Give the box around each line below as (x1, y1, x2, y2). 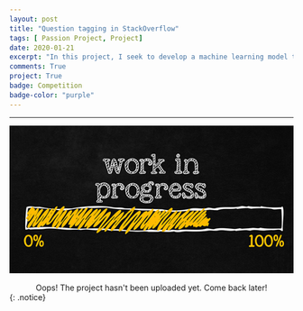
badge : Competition (9, 81, 83, 90)
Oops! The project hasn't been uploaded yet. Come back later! (35, 282, 268, 293)
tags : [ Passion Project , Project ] (9, 33, 143, 42)
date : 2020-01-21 (9, 43, 75, 52)
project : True (9, 72, 63, 81)
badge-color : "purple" (9, 90, 95, 99)
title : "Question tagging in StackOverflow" (9, 23, 179, 33)
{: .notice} (9, 292, 47, 303)
